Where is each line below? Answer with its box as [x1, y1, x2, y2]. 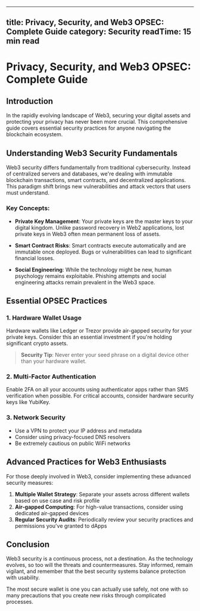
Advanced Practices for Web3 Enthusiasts [6, 457, 167, 467]
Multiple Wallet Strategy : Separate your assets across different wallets [14, 490, 190, 497]
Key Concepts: [6, 204, 50, 212]
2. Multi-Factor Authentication [6, 372, 96, 381]
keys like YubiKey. [6, 399, 51, 406]
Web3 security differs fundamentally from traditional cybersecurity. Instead [6, 164, 191, 171]
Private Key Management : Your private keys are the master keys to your [14, 218, 193, 225]
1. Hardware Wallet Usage [6, 314, 82, 322]
